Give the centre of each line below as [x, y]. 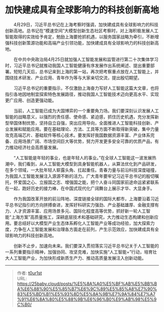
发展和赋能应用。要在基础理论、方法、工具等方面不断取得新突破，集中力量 [84, 129]
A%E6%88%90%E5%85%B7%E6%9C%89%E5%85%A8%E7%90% [87, 289]
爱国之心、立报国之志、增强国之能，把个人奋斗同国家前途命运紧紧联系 [88, 182]
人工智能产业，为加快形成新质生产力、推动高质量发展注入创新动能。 [78, 258]
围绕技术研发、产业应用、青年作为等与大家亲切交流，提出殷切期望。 [73, 78]
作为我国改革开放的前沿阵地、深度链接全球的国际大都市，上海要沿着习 [84, 199]
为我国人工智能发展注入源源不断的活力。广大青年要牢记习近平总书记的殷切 [80, 176]
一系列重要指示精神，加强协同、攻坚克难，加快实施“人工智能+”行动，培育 [79, 252]
